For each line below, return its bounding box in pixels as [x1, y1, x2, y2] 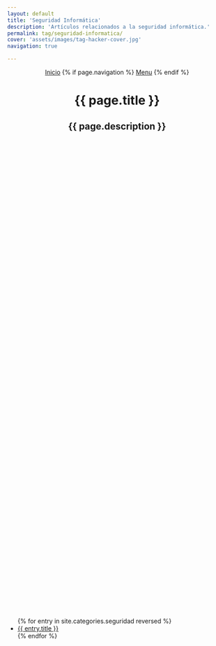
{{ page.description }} [68, 120, 167, 132]
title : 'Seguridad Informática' [7, 17, 101, 24]
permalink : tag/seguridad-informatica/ [7, 29, 123, 37]
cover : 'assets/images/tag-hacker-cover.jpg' [7, 36, 141, 43]
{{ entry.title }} [17, 624, 59, 633]
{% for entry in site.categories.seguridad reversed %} [17, 617, 172, 625]
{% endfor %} [17, 632, 58, 640]
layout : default [7, 10, 54, 17]
